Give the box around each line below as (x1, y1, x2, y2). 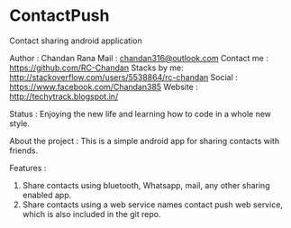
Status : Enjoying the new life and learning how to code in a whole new (9, 108, 272, 119)
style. (9, 118, 30, 129)
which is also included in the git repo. (22, 208, 161, 219)
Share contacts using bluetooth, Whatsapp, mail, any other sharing (22, 179, 270, 190)
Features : (9, 162, 47, 173)
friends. (9, 145, 39, 156)
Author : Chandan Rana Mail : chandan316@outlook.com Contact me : (9, 52, 268, 63)
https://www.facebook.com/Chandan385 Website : (9, 81, 198, 92)
